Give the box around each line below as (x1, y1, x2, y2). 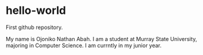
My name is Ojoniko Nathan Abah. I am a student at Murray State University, (6, 35, 197, 42)
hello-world (6, 4, 67, 18)
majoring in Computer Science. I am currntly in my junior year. (6, 42, 162, 49)
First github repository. (6, 24, 64, 31)
